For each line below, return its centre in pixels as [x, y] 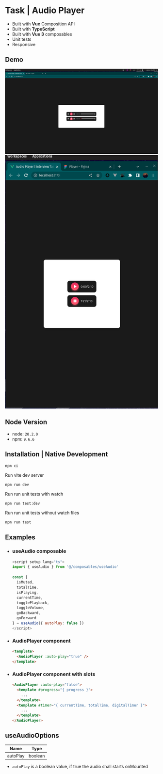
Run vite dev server [24, 475]
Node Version [26, 422]
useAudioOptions [32, 735]
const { [20, 577]
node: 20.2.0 [25, 434]
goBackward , [29, 613]
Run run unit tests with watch [34, 494]
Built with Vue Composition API [43, 24]
